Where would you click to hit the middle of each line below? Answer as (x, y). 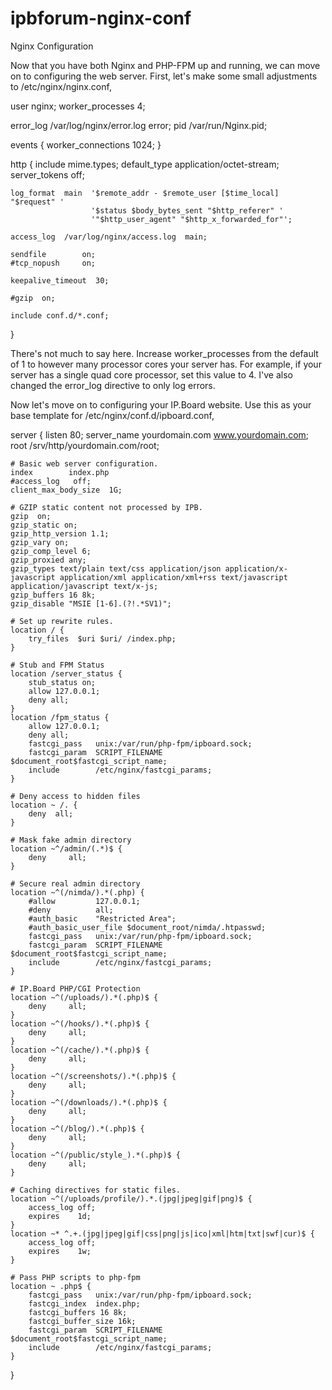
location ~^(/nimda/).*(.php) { (77, 892)
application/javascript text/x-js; (84, 586)
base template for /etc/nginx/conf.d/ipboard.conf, (112, 415)
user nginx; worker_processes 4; (78, 106)
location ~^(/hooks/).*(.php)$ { (80, 1023)
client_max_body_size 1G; (66, 490)
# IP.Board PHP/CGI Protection (75, 988)
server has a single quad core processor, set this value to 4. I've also (151, 374)
